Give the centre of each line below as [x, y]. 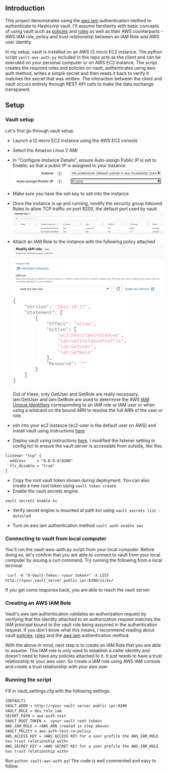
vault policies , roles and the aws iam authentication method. [67, 636]
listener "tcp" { [23, 456]
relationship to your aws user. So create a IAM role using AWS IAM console [83, 661]
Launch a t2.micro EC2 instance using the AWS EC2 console [75, 140]
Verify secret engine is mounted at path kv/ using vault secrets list [84, 510]
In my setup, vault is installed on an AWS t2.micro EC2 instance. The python [84, 52]
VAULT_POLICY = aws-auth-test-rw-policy [48, 731]
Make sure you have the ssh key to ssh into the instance [71, 194]
